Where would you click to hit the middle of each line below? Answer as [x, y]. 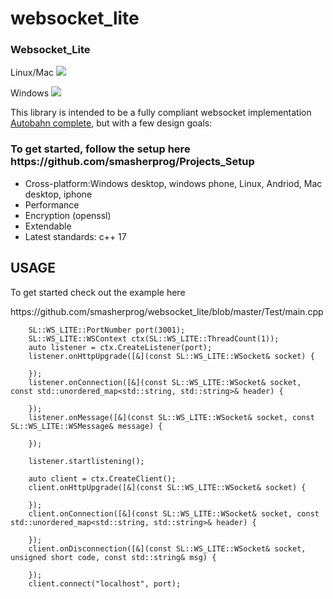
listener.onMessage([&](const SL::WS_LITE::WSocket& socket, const [171, 417]
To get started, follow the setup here [100, 149]
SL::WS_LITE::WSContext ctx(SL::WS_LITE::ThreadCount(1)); [154, 338]
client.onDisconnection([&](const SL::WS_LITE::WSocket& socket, [167, 548]
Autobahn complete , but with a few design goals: [111, 123]
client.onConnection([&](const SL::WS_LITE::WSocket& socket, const [174, 513]
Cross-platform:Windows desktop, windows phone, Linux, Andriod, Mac [173, 183]
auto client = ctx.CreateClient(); [102, 478]
